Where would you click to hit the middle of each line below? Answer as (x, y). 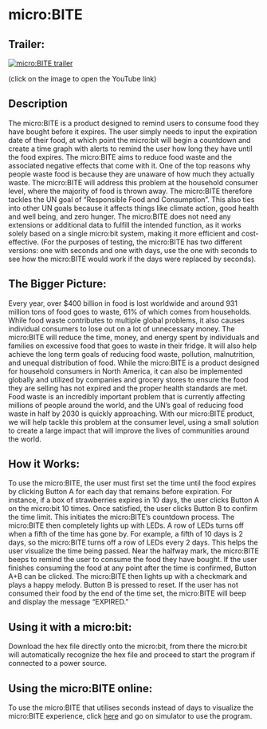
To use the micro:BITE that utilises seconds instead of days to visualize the (131, 707)
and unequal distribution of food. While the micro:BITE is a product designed (134, 363)
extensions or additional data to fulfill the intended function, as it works (125, 224)
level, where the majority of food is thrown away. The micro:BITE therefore (130, 191)
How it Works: (44, 464)
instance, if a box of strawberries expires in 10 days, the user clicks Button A (134, 500)
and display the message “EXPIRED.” (69, 602)
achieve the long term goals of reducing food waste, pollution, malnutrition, (132, 354)
